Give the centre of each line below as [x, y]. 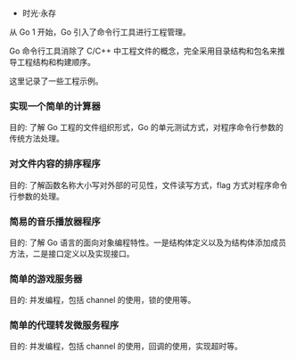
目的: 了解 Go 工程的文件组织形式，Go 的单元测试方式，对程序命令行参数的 [146, 127]
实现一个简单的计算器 [55, 106]
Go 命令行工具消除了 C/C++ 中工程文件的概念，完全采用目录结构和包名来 [144, 51]
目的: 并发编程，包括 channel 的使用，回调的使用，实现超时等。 [126, 347]
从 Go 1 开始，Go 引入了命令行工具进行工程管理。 [100, 32]
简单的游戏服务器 [46, 279]
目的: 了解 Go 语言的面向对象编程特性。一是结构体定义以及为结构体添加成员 [148, 242]
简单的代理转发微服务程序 [64, 325]
